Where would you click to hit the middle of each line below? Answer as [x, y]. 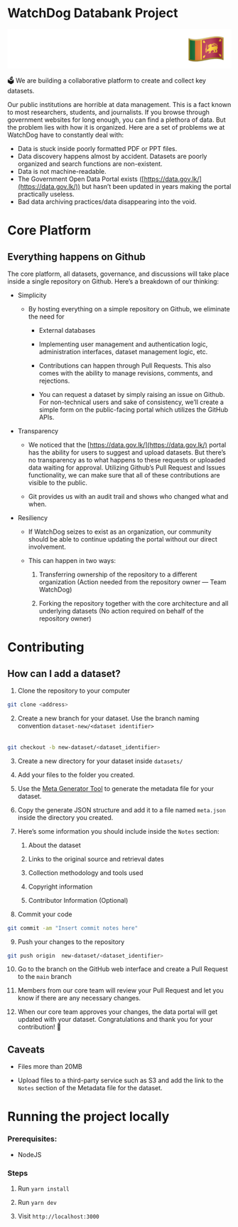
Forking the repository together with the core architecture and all [134, 604]
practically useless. [46, 195]
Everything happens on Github [76, 257]
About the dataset [55, 845]
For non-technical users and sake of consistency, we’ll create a [131, 402]
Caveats [26, 1049]
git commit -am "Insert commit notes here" [73, 928]
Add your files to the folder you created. [76, 775]
